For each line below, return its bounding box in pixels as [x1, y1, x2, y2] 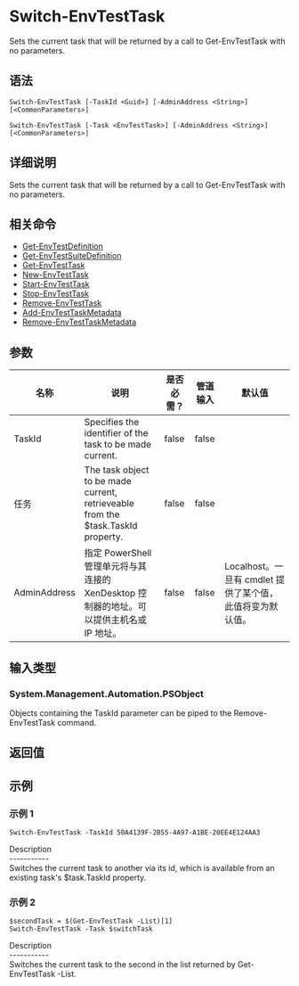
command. [57, 717, 97, 727]
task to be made [84, 439, 152, 451]
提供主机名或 [93, 613, 147, 626]
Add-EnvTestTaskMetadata [21, 308, 122, 318]
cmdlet [244, 573, 274, 586]
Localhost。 [223, 560, 275, 572]
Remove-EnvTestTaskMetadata [21, 316, 137, 327]
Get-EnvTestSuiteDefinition [21, 251, 122, 261]
